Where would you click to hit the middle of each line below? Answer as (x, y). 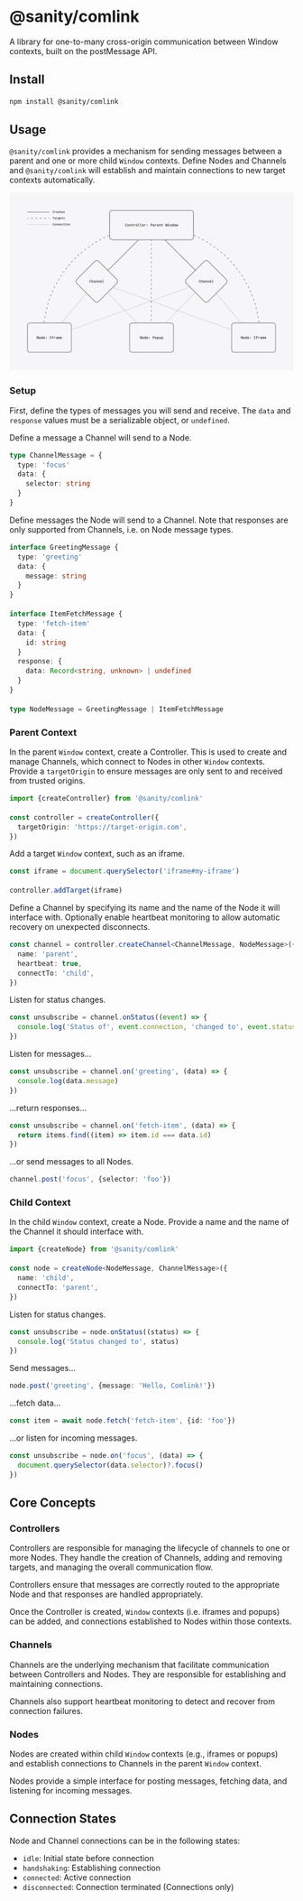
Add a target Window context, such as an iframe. (97, 854)
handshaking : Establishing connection (91, 1868)
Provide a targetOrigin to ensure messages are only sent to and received (146, 771)
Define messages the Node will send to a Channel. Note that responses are (149, 520)
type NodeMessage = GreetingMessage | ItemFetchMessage (116, 709)
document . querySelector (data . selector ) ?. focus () (110, 1465)
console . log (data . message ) (68, 1080)
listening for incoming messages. (71, 1790)
